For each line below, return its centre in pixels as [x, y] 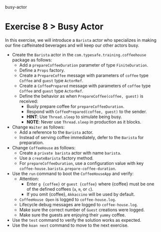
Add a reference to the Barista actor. [56, 132]
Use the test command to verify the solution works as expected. [77, 220]
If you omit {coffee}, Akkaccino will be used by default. [80, 194]
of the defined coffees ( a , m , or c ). [60, 189]
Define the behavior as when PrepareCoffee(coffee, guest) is [81, 96]
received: [29, 101]
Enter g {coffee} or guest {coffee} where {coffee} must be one [90, 184]
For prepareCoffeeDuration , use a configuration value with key [81, 163]
